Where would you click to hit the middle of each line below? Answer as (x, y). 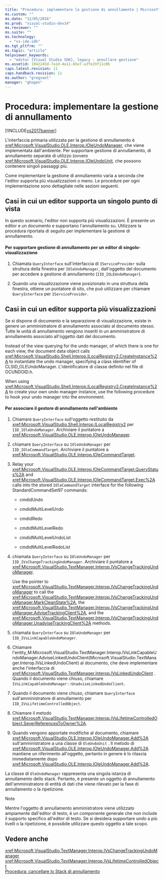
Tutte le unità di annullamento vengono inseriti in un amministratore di (75, 331)
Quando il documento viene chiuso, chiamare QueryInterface (73, 693)
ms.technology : (20, 37)
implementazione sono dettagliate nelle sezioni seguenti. (62, 186)
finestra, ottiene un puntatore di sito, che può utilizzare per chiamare (81, 289)
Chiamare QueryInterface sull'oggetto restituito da (63, 419)
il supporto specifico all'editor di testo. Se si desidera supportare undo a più (81, 818)
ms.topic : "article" (26, 50)
